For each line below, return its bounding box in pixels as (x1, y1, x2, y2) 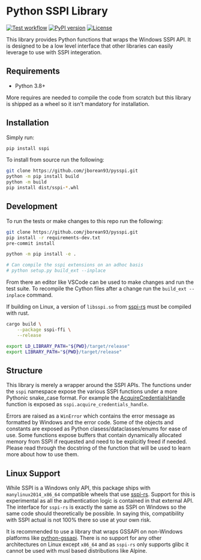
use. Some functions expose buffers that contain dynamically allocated (6, 432, 182, 439)
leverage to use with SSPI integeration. (6, 48, 102, 55)
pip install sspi (6, 145, 50, 151)
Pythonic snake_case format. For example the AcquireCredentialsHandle (6, 394, 185, 401)
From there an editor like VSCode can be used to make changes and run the (6, 278, 194, 286)
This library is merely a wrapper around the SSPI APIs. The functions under (6, 382, 192, 389)
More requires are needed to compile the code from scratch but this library (6, 93, 191, 101)
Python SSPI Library (6, 4, 108, 18)
